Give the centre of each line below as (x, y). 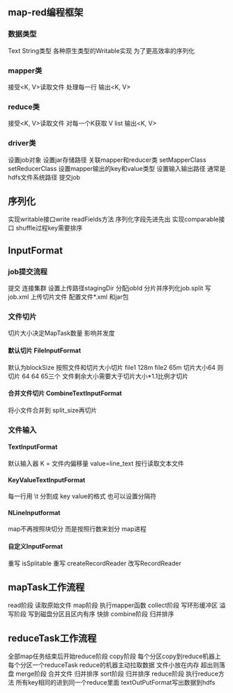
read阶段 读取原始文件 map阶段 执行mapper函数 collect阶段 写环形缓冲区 (113, 605)
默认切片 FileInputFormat (45, 350)
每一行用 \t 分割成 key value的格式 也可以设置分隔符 (82, 496)
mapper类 (25, 70)
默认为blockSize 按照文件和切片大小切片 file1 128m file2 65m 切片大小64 (112, 367)
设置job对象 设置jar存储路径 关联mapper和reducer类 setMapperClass (107, 160)
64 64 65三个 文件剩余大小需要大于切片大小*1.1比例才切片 (105, 376)
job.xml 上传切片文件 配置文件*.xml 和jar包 (68, 297)
